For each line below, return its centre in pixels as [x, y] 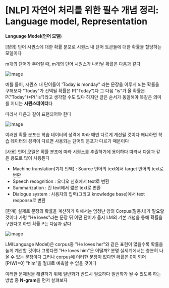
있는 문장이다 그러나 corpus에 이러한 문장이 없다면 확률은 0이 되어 [81, 257]
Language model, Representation [76, 21]
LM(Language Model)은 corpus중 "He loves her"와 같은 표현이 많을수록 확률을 [84, 244]
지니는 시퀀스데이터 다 [32, 103]
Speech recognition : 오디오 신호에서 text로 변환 [61, 181]
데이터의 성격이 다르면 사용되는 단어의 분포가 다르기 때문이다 [70, 141]
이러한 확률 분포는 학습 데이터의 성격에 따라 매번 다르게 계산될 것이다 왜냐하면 [81, 134]
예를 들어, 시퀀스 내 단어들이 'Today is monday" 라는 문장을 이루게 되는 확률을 [82, 84]
